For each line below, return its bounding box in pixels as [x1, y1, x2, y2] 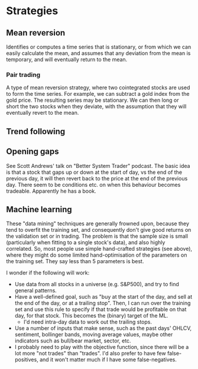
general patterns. [14, 287, 57, 294]
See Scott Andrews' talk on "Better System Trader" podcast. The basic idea [6, 162, 190, 169]
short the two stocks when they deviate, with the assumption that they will [6, 103, 187, 110]
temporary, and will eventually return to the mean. [6, 56, 128, 63]
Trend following [6, 126, 66, 137]
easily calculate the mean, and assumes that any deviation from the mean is [6, 50, 191, 57]
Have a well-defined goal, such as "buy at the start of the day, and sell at [14, 293, 193, 300]
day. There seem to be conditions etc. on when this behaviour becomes [6, 181, 181, 188]
